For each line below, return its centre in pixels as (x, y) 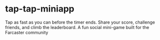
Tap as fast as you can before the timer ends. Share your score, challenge (80, 22)
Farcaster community (27, 32)
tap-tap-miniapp (40, 9)
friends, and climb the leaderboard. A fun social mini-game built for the (77, 27)
